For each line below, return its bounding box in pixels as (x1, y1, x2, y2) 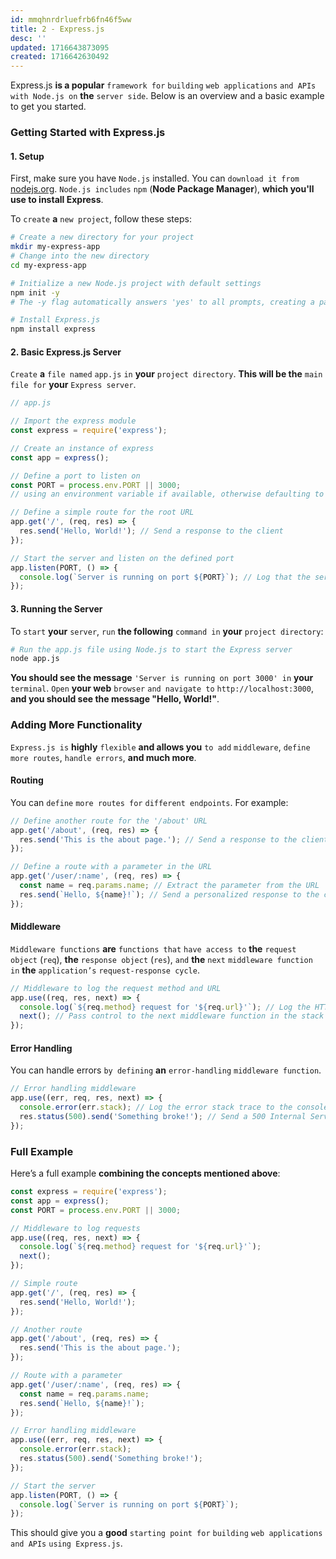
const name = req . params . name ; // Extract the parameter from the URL (19, 881, 320, 891)
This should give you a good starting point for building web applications (10, 1527, 323, 1539)
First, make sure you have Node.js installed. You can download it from (10, 172, 300, 185)
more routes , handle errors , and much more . (10, 751, 197, 763)
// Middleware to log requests (10, 1223, 141, 1233)
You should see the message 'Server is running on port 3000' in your (10, 672, 314, 684)
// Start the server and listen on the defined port (10, 553, 235, 563)
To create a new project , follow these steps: (10, 213, 192, 225)
